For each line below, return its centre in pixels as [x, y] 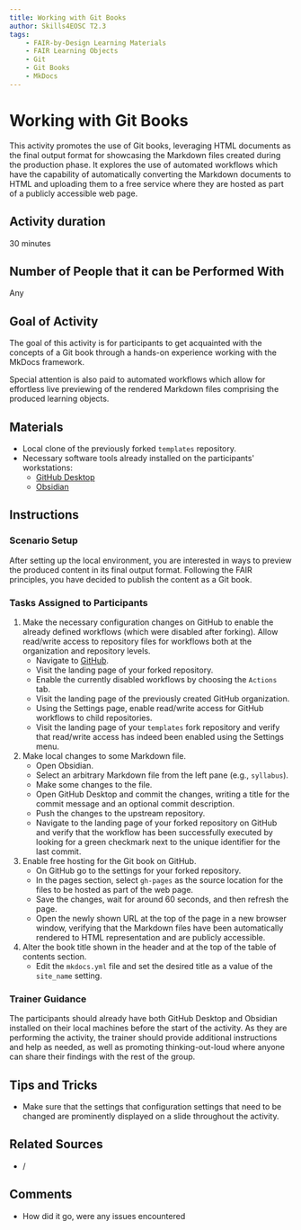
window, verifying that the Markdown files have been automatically [159, 928]
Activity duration [58, 222]
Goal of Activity [54, 321]
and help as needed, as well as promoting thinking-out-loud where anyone [147, 1047]
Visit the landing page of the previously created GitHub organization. [163, 699]
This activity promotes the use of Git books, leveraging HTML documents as [150, 146]
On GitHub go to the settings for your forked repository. [138, 870]
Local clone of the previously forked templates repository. [129, 448]
